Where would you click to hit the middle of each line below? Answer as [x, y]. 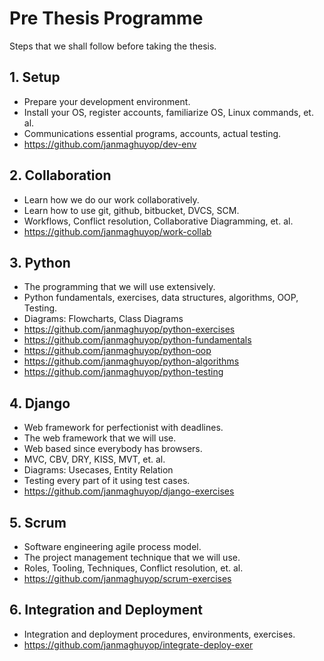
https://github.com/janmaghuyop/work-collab [117, 231]
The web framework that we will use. [100, 438]
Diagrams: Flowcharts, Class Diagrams [103, 319]
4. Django [40, 403]
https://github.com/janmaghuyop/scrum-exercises [127, 578]
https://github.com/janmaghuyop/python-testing [123, 372]
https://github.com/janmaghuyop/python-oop [117, 351]
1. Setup [35, 77]
